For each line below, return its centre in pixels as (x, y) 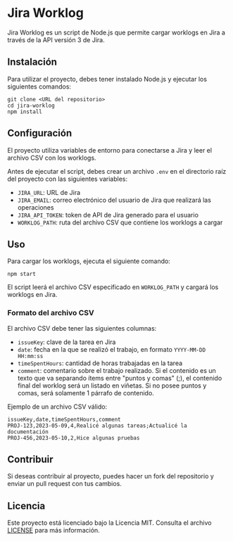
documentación (28, 432)
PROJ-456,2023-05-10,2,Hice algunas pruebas (74, 438)
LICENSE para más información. (53, 530)
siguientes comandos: (39, 87)
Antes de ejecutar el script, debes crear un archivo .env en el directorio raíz (117, 171)
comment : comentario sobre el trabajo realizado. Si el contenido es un (116, 370)
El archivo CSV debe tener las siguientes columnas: (82, 328)
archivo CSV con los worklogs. (52, 158)
